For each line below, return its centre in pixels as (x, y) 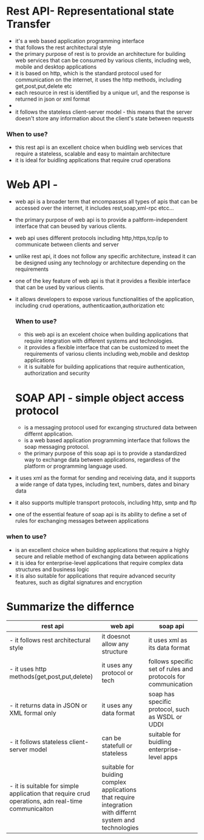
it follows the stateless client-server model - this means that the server (104, 112)
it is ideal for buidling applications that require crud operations (93, 160)
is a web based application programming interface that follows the (107, 440)
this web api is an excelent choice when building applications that (106, 335)
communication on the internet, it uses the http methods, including (98, 80)
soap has (161, 694)
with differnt (119, 812)
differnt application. (49, 434)
